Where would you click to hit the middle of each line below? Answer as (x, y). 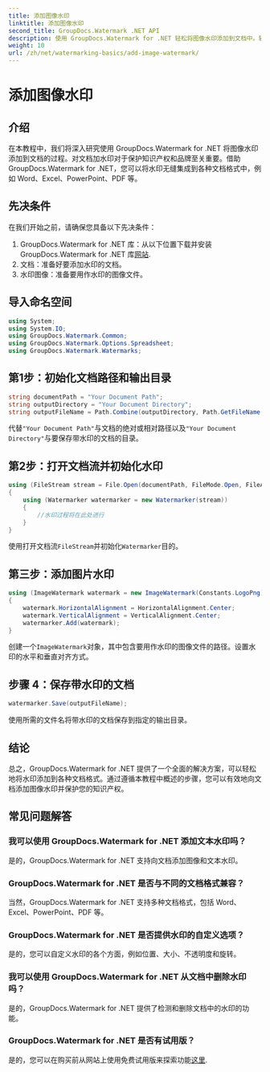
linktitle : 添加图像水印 (46, 23)
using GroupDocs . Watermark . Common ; (68, 336)
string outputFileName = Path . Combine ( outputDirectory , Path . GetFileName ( (136, 412)
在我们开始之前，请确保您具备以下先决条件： (82, 227)
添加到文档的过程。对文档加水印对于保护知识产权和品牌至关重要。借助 (125, 158)
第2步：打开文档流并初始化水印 (86, 466)
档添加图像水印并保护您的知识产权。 (68, 788)
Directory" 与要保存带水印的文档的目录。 (76, 438)
